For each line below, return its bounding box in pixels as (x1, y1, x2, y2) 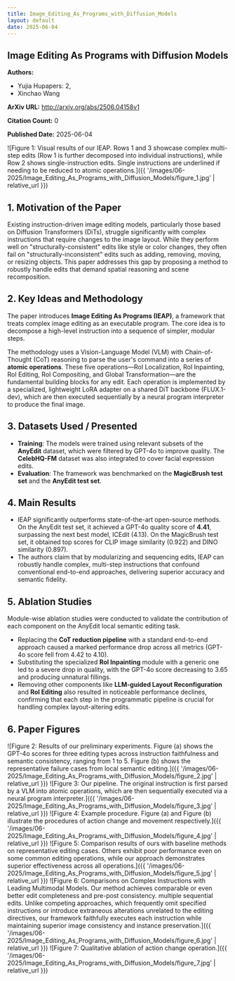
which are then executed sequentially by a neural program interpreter (23, 392, 224, 401)
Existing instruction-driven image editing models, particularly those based (7, 220, 221, 229)
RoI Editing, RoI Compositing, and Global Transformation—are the (7, 370, 196, 379)
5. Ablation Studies (7, 595, 93, 607)
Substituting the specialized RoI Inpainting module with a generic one (17, 658, 220, 666)
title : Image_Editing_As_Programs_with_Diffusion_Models (7, 10, 177, 18)
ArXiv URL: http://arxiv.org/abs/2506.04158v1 (7, 103, 140, 111)
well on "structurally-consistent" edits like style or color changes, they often (7, 243, 227, 251)
